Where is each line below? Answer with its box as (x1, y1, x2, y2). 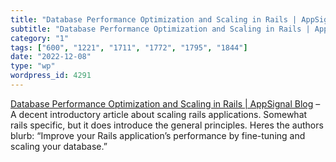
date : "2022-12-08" (10, 52, 92, 62)
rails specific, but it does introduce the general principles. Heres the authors (10, 119, 324, 131)
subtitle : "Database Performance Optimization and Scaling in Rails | (10, 24, 311, 34)
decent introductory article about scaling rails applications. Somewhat (18, 108, 308, 120)
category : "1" (10, 33, 70, 43)
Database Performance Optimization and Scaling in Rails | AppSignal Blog (10, 97, 314, 110)
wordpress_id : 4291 (10, 71, 92, 81)
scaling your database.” (10, 140, 108, 152)
